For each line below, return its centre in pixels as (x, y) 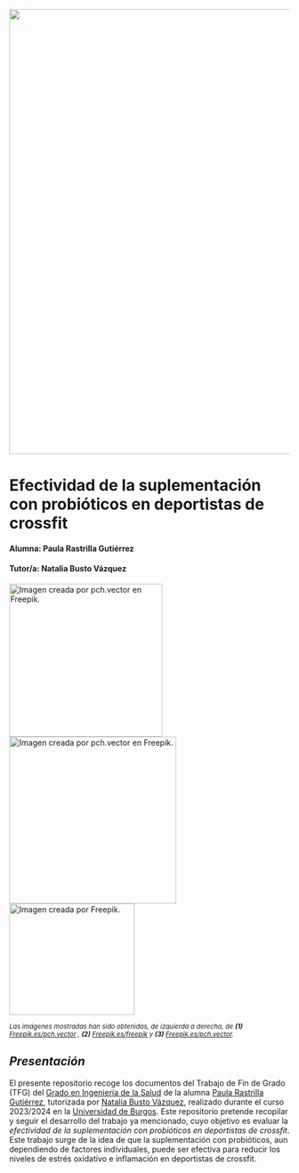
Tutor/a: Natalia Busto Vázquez (68, 569)
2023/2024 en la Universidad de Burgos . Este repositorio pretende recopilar (149, 1111)
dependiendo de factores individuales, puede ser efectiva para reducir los (145, 1149)
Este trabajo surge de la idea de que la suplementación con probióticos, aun (149, 1139)
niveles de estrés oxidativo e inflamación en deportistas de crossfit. (133, 1158)
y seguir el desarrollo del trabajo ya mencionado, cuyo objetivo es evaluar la (149, 1120)
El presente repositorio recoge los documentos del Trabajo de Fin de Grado (147, 1083)
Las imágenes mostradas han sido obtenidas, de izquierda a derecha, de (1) (126, 1026)
